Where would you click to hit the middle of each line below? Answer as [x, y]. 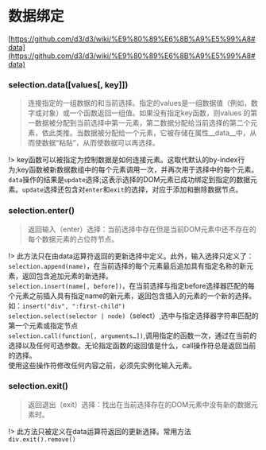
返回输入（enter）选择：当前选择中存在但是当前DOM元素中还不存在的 [142, 229]
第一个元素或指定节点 [43, 325]
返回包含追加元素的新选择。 [67, 276]
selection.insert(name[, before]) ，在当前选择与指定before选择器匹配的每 [132, 285]
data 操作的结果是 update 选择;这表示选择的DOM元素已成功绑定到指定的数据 [129, 180]
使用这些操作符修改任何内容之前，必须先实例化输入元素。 [102, 365]
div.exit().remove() [42, 439]
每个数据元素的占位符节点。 [73, 239]
